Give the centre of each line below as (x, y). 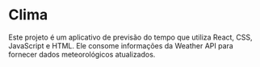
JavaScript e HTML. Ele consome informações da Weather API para (121, 45)
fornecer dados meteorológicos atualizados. (82, 54)
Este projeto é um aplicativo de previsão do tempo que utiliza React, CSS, (130, 37)
